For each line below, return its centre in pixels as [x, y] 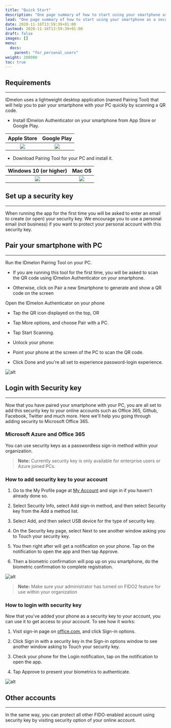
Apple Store [22, 138]
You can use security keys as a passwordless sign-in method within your [82, 445]
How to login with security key [44, 605]
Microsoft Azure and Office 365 [45, 434]
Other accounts [31, 698]
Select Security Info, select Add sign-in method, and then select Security [89, 506]
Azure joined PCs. [37, 466]
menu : [11, 43]
